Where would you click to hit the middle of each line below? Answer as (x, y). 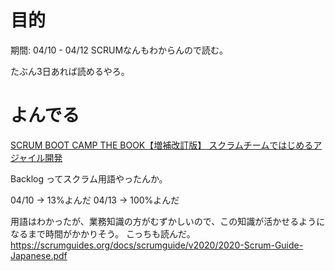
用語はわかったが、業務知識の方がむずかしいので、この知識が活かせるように (168, 221)
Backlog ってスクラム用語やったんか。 (89, 178)
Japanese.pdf (39, 255)
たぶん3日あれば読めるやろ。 (70, 71)
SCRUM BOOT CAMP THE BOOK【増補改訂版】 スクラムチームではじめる (162, 145)
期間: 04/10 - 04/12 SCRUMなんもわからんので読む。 (119, 50)
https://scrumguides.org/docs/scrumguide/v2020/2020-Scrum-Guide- (157, 245)
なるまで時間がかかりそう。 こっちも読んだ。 (103, 233)
